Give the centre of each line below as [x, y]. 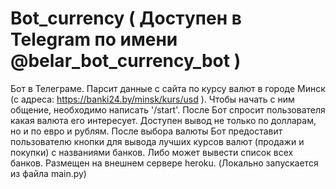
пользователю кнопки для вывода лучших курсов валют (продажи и [157, 141]
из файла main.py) [48, 173]
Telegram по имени [94, 39]
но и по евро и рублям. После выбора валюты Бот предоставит [146, 131]
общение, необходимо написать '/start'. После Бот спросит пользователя [168, 109]
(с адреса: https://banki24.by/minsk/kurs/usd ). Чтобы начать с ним [152, 99]
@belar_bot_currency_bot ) [126, 61]
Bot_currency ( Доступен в [126, 18]
